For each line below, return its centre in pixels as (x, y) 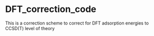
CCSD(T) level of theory (30, 28)
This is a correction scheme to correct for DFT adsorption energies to (77, 23)
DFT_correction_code (51, 9)
